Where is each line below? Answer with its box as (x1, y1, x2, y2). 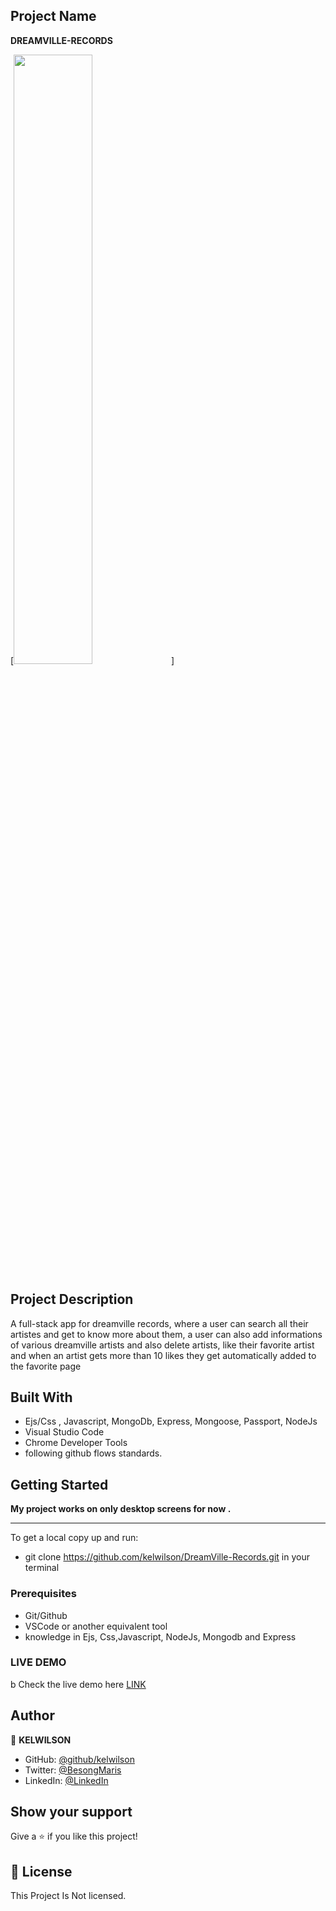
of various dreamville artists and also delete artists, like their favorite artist (10, 1339, 315, 1351)
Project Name (10, 8, 97, 25)
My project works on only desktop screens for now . (10, 1503, 232, 1515)
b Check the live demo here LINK (10, 1678, 147, 1690)
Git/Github (24, 1609, 68, 1621)
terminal (24, 1562, 60, 1574)
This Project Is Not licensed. (10, 1890, 127, 1902)
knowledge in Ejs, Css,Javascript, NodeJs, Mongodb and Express (24, 1630, 297, 1643)
